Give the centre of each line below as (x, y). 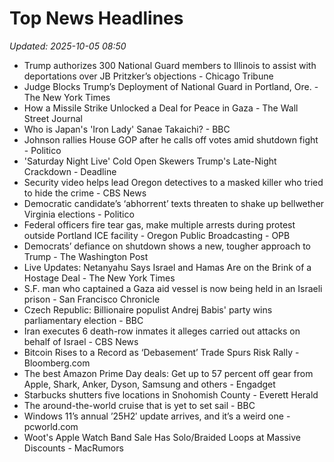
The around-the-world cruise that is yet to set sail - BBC (139, 405)
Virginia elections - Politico (79, 214)
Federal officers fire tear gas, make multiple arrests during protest (159, 224)
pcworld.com (51, 426)
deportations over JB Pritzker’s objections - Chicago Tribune (148, 76)
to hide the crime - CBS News (85, 193)
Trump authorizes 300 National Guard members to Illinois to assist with (170, 65)
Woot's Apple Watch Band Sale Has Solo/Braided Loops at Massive (162, 437)
